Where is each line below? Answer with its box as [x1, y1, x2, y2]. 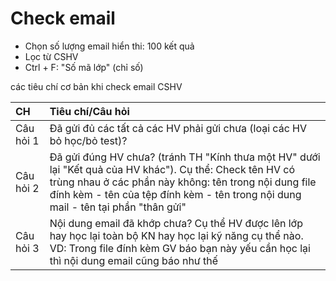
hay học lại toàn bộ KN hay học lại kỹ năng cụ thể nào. [49, 228, 304, 242]
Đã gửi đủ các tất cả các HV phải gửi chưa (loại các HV [49, 121, 308, 135]
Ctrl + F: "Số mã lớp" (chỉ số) [24, 61, 144, 73]
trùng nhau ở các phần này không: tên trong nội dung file [49, 175, 317, 189]
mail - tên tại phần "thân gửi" [49, 200, 187, 214]
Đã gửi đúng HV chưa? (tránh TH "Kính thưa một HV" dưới [49, 150, 321, 164]
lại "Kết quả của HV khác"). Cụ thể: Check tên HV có [49, 162, 296, 176]
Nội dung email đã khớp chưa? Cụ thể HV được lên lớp [49, 216, 303, 230]
